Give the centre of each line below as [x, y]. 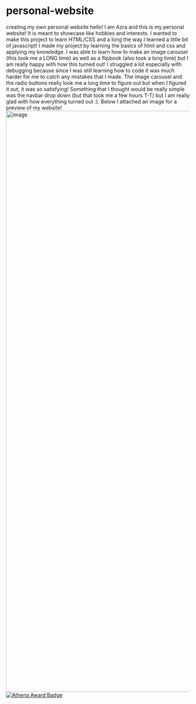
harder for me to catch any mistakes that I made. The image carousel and [94, 77]
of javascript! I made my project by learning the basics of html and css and [96, 46]
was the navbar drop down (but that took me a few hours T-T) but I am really [98, 95]
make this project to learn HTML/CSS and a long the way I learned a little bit [97, 39]
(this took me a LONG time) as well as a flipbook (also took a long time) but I [97, 58]
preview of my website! [34, 108]
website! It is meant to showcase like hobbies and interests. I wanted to [92, 33]
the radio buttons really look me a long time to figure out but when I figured [96, 82]
